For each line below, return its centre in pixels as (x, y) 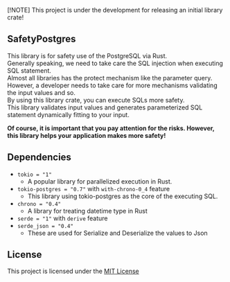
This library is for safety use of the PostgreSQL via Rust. (87, 55)
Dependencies (39, 158)
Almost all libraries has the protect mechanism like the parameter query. (110, 78)
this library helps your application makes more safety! (87, 135)
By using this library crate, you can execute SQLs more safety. (96, 100)
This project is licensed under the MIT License (73, 271)
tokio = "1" (34, 175)
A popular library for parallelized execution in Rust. (100, 181)
